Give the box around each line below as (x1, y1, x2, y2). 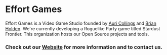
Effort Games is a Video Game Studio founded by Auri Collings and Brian (5, 20, 157, 26)
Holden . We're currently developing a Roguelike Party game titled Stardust (5, 25, 160, 31)
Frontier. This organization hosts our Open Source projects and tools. (5, 31, 149, 37)
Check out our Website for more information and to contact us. (5, 43, 163, 50)
